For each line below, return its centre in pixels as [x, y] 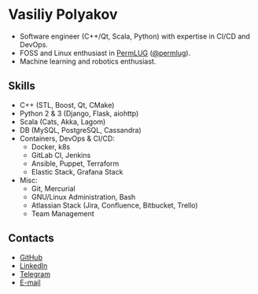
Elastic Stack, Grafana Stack [77, 171]
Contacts [31, 239]
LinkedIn [33, 266]
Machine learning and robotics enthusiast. [88, 61]
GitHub [31, 257]
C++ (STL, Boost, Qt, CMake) [67, 105]
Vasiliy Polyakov [63, 15]
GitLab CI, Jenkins [61, 155]
